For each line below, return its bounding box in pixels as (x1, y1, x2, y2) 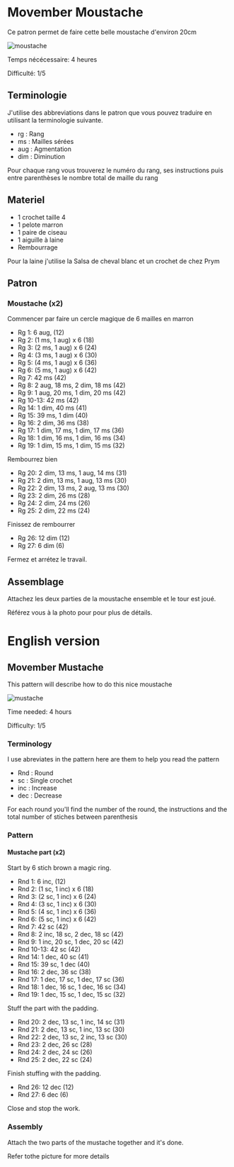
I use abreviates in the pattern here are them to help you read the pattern (7, 755, 220, 764)
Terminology (7, 739, 52, 749)
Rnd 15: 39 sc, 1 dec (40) (17, 960, 90, 968)
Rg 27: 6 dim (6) (17, 542, 65, 550)
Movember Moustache (7, 4, 144, 21)
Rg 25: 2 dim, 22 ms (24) (17, 506, 90, 515)
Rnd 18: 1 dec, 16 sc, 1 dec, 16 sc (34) (17, 983, 126, 991)
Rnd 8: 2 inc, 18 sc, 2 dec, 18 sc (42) (17, 930, 124, 939)
